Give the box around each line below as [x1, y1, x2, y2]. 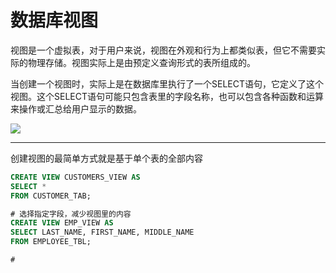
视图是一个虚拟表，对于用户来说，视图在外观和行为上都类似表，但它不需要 [10, 44, 317, 56]
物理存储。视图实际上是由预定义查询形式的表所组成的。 [27, 56, 256, 68]
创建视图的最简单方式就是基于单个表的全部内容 [10, 152, 203, 164]
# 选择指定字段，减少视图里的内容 [10, 209, 132, 219]
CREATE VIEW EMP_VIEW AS [10, 218, 114, 228]
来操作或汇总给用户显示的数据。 [10, 102, 142, 115]
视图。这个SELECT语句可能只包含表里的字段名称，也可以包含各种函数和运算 [10, 90, 324, 102]
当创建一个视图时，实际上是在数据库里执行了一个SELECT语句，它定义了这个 [10, 77, 324, 90]
